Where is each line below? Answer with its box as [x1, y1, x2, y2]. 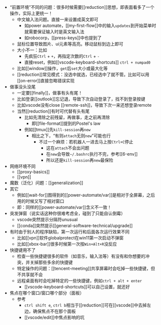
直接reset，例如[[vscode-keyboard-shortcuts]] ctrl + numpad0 [24, 59, 151, 65]
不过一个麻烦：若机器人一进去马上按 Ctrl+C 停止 [39, 139, 133, 144]
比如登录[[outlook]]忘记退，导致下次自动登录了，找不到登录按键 [17, 96, 145, 102]
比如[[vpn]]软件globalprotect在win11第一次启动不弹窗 [17, 235, 124, 241]
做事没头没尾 [9, 84, 36, 90]
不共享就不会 [17, 272, 43, 278]
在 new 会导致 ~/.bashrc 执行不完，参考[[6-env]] [46, 151, 138, 157]
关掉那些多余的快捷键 [30, 259, 73, 265]
